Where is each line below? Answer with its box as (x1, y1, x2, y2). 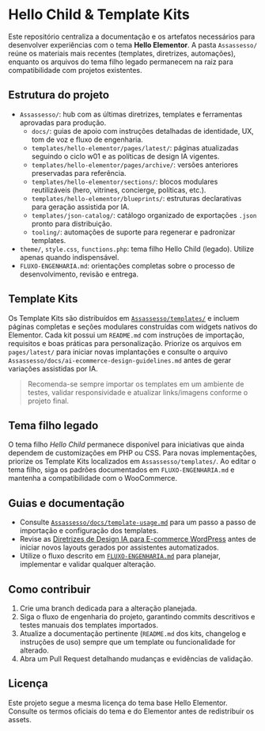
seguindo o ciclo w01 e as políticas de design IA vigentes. (31, 151, 220, 161)
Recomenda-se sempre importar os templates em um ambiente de (27, 379, 244, 389)
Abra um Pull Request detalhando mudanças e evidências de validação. (19, 654, 253, 663)
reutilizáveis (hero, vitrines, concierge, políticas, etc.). (31, 185, 206, 195)
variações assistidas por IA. (8, 364, 98, 373)
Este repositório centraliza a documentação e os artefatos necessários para (8, 32, 256, 41)
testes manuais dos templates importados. (19, 620, 158, 630)
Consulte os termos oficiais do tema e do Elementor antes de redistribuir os (8, 706, 255, 716)
